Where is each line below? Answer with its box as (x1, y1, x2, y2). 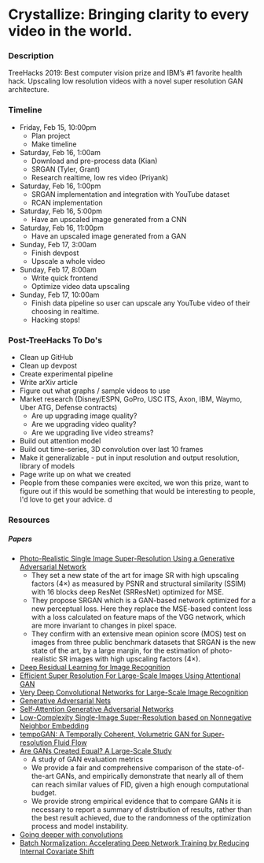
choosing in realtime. (31, 306, 100, 316)
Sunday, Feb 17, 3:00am (19, 239, 97, 249)
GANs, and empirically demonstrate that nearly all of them (55, 771, 244, 780)
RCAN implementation (31, 198, 104, 207)
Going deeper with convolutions (19, 829, 123, 839)
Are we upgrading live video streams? (31, 428, 154, 438)
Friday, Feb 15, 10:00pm (19, 122, 97, 131)
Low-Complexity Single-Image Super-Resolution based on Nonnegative (19, 713, 252, 722)
